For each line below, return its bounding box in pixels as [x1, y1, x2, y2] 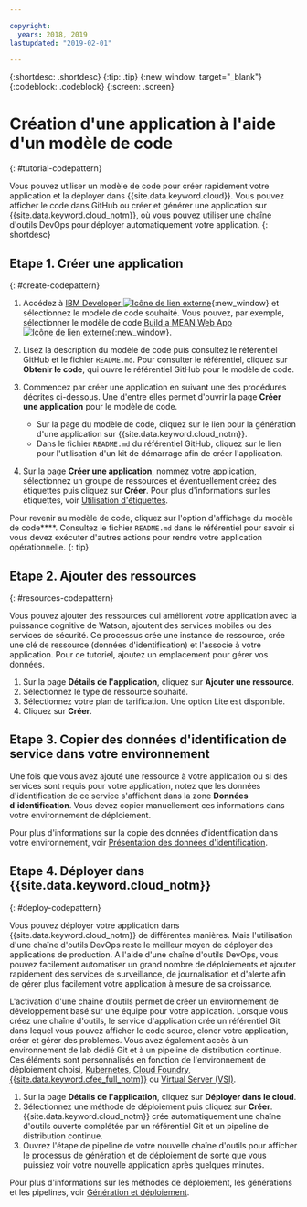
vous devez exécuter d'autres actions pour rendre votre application [9, 532, 263, 543]
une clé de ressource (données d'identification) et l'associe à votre [9, 639, 262, 650]
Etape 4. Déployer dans [9, 863, 144, 879]
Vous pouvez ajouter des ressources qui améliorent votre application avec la [9, 610, 297, 621]
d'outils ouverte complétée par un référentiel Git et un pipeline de [22, 1120, 270, 1131]
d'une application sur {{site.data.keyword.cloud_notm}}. [36, 429, 248, 440]
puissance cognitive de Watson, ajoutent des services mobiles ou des [9, 619, 272, 631]
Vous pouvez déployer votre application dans [9, 920, 180, 931]
